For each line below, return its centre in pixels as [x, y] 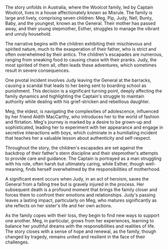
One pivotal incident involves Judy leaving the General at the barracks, [78, 80]
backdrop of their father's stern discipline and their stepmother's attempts [82, 153]
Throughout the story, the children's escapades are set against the [74, 148]
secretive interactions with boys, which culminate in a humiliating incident [81, 133]
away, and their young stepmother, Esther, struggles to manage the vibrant [82, 29]
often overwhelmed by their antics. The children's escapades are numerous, [84, 54]
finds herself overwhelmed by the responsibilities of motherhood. [93, 169]
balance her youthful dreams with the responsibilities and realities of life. [80, 226]
